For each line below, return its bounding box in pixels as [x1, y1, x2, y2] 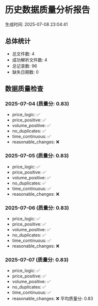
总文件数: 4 [12, 51, 35, 56]
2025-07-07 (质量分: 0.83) [5, 256, 69, 263]
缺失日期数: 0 [12, 69, 39, 75]
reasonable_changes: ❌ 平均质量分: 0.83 [12, 296, 94, 302]
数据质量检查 [5, 85, 44, 93]
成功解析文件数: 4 [12, 57, 48, 63]
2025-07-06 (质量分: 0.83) [5, 204, 69, 211]
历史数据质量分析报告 [5, 4, 91, 16]
